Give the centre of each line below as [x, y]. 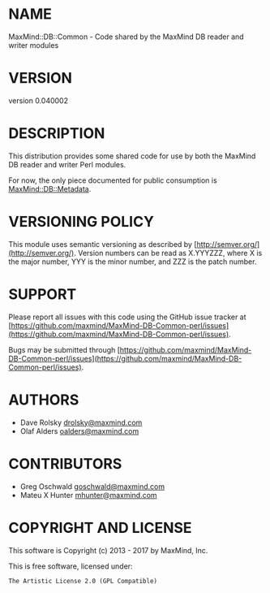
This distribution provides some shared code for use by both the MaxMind [132, 156]
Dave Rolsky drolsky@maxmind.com [81, 422]
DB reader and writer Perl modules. [67, 164]
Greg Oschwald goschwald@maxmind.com [92, 486]
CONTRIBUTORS [65, 463]
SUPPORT [43, 294]
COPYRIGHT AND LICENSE [100, 528]
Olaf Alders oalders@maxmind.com [79, 431]
